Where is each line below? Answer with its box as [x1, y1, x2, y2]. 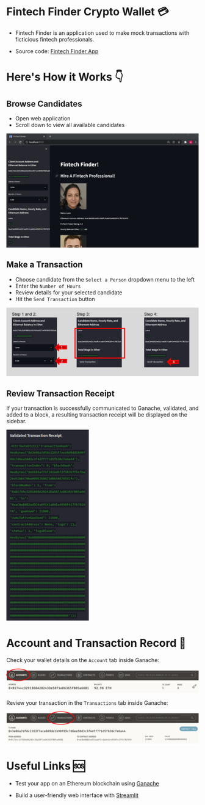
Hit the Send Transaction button [15, 295, 96, 302]
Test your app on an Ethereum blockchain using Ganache [15, 779, 160, 787]
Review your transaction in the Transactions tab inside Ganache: [6, 699, 168, 706]
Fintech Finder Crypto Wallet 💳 [6, 5, 170, 19]
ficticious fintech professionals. [15, 35, 95, 43]
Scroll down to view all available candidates [15, 121, 125, 128]
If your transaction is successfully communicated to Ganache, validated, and [6, 404, 199, 412]
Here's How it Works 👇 [6, 70, 124, 84]
